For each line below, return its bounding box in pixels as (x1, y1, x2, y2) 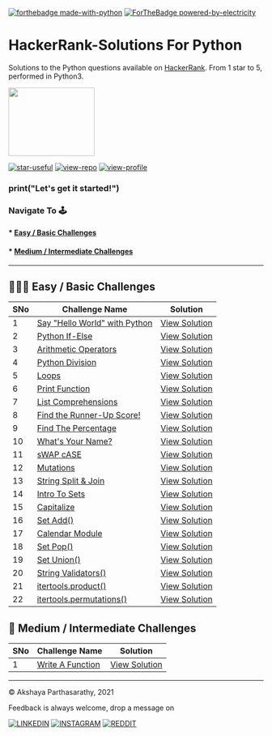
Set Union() (36, 555, 81, 566)
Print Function (36, 383, 91, 394)
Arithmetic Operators (36, 344, 117, 355)
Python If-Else (36, 330, 93, 342)
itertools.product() (36, 581, 107, 592)
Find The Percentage (36, 423, 117, 434)
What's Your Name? (36, 436, 113, 447)
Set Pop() (36, 541, 74, 552)
